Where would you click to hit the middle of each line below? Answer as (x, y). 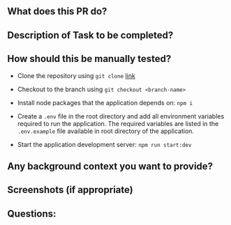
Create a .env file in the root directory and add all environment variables (121, 116)
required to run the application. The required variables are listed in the (118, 123)
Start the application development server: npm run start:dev (104, 144)
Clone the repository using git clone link (76, 75)
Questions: (32, 214)
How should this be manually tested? (89, 59)
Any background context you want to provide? (110, 166)
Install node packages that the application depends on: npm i (105, 102)
